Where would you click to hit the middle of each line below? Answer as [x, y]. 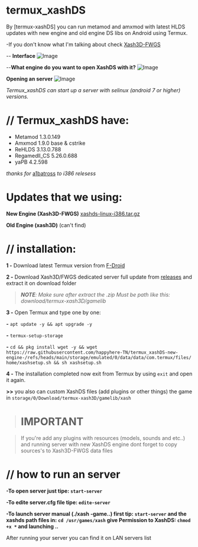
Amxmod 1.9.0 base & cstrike [50, 143]
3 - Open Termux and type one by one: [53, 312]
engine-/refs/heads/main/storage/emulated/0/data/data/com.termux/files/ [99, 357]
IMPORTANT [52, 421]
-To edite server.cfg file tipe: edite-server [58, 502]
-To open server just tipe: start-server [54, 491]
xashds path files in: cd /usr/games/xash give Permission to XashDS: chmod [98, 520]
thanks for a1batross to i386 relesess [51, 173]
